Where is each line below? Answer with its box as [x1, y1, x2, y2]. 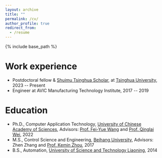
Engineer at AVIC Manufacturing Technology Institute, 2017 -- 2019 [12, 87, 149, 94]
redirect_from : [5, 26, 37, 31]
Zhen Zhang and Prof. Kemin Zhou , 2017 [12, 142, 94, 148]
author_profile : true [5, 21, 50, 26]
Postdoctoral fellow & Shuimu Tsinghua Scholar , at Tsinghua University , [12, 77, 158, 83]
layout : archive [5, 7, 39, 12]
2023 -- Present [12, 82, 45, 88]
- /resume [9, 30, 30, 35]
